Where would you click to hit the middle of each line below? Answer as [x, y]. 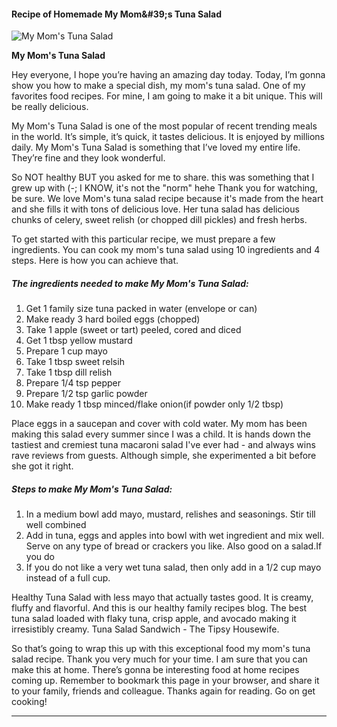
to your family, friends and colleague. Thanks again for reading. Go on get [163, 691]
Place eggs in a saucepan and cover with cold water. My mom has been [159, 424]
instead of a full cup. [68, 578]
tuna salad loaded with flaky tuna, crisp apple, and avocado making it [154, 619]
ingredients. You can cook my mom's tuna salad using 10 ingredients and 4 [166, 250]
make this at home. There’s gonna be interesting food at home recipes [155, 670]
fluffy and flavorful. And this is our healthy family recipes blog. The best [159, 608]
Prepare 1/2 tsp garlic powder [86, 394]
